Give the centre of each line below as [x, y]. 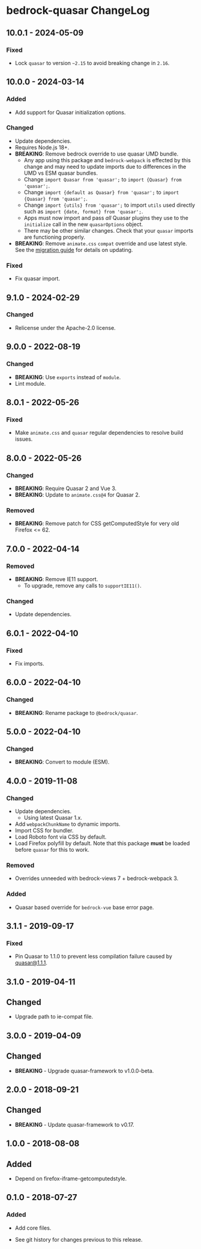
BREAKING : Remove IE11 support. [56, 579]
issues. [24, 439]
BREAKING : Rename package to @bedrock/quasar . [76, 713]
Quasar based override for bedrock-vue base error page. [84, 907]
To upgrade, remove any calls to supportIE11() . [83, 585]
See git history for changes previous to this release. [79, 1239]
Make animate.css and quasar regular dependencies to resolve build [99, 433]
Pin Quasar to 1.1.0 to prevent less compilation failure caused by [94, 957]
